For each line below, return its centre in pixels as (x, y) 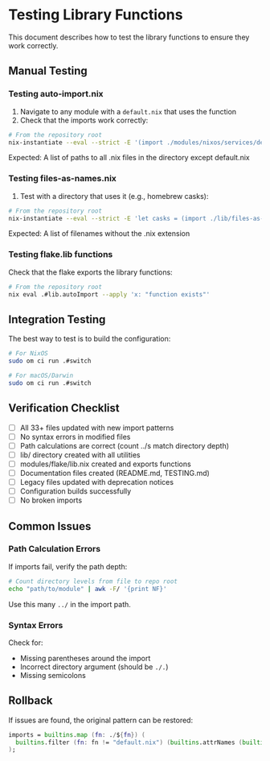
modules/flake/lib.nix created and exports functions (105, 464)
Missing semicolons (53, 675)
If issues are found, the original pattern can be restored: (101, 720)
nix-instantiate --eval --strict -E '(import (86, 143)
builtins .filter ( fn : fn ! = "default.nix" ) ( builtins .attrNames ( (129, 742)
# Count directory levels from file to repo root (93, 581)
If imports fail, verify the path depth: (68, 566)
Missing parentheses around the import (85, 658)
